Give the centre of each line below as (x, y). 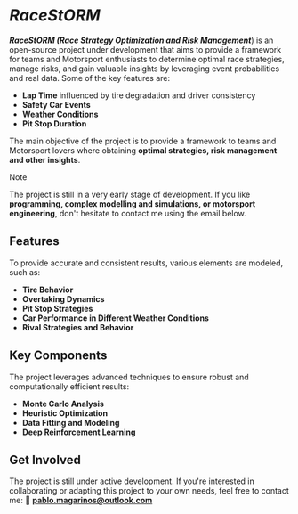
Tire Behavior (48, 290)
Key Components (58, 356)
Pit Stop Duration (54, 123)
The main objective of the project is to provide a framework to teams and (143, 141)
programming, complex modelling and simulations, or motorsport (133, 204)
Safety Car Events (56, 104)
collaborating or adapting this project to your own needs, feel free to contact (149, 491)
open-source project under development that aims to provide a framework (145, 49)
